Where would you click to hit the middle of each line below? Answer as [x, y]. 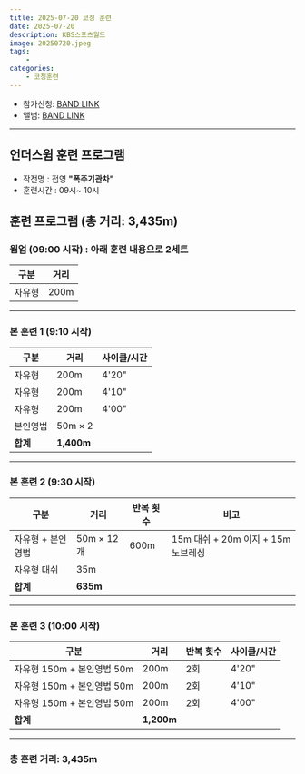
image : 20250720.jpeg [50, 43]
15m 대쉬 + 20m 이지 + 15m [231, 539]
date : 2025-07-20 [42, 26]
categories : [32, 69]
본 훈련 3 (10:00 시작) [55, 625]
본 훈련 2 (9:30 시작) [53, 482]
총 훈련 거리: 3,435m [54, 759]
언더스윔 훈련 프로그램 [67, 155]
